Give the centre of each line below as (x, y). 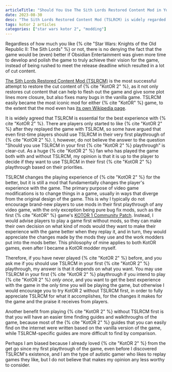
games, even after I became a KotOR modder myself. (61, 248)
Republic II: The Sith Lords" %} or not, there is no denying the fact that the (84, 49)
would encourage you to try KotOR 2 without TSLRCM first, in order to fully (84, 291)
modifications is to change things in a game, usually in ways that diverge (82, 193)
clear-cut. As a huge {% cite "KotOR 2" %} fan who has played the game (82, 151)
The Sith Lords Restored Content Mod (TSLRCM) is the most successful (81, 81)
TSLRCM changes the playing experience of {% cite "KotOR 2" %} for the (83, 177)
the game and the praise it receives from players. (57, 302)
